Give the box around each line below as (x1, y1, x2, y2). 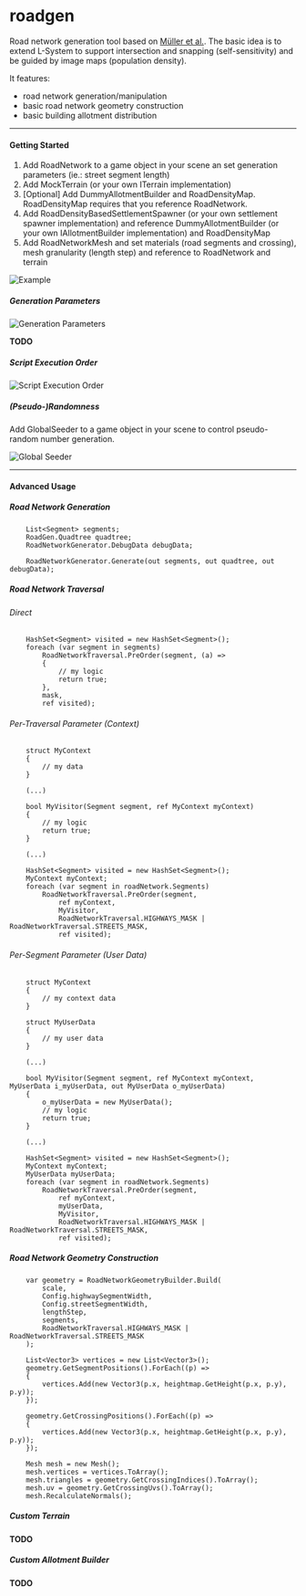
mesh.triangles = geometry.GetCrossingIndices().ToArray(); (25, 1475, 259, 1485)
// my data (42, 762, 84, 772)
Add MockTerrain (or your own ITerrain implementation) (22, 179, 232, 190)
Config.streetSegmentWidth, (42, 1299, 148, 1308)
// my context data (42, 993, 117, 1003)
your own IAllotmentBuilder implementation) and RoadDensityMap (22, 227, 270, 238)
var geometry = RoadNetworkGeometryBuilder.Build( (25, 1276, 222, 1285)
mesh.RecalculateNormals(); (25, 1491, 132, 1500)
